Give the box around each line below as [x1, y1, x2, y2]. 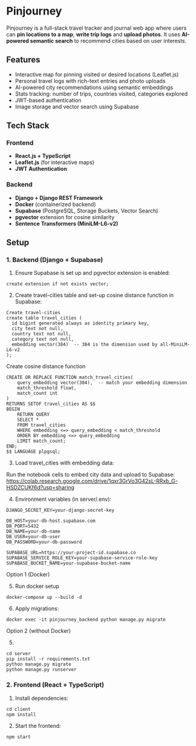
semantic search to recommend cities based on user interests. [30, 37, 187, 44]
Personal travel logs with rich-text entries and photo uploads [14, 77, 166, 84]
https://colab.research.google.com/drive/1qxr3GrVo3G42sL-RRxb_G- [6, 477, 178, 485]
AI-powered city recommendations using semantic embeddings [14, 84, 174, 91]
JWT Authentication [14, 165, 68, 173]
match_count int [17, 391, 58, 397]
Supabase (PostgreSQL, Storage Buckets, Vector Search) [14, 207, 159, 214]
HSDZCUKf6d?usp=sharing [6, 484, 75, 491]
